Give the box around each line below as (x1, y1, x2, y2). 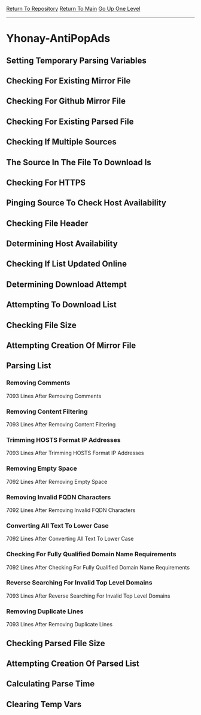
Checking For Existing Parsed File (6, 116, 134, 126)
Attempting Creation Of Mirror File (6, 341, 136, 351)
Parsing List (6, 360, 51, 371)
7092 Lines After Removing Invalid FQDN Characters (6, 506, 136, 514)
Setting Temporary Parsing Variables (6, 55, 147, 65)
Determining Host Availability (6, 239, 118, 249)
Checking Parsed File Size (6, 638, 105, 649)
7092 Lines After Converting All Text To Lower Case (6, 535, 134, 543)
